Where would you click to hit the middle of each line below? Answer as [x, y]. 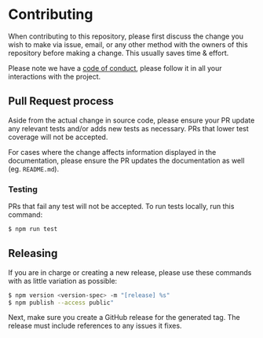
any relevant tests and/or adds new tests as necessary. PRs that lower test [128, 128]
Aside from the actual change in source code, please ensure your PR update [131, 120]
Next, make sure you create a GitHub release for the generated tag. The [124, 318]
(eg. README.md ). [34, 169]
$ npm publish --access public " [61, 303]
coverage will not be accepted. [58, 137]
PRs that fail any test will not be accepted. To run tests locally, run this [121, 207]
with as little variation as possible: [63, 281]
